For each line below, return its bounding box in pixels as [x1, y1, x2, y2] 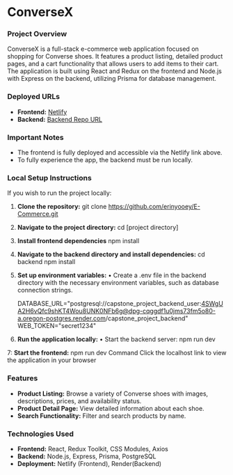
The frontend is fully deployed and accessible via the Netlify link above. [17, 148, 223, 157]
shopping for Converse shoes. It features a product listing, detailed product [7, 52, 223, 61]
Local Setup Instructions [7, 173, 92, 182]
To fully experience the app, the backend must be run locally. [17, 156, 193, 164]
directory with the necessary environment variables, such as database [17, 279, 219, 287]
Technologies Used [7, 429, 74, 439]
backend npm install [17, 258, 76, 266]
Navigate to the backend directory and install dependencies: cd [17, 250, 205, 258]
